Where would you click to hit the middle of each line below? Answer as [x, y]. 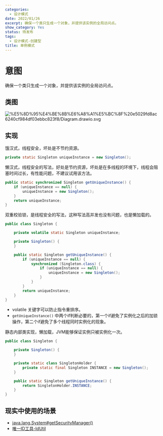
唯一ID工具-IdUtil [29, 428]
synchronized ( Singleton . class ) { [66, 264]
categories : [17, 9]
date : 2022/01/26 [23, 18]
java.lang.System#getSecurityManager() [52, 423]
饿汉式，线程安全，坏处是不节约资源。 [43, 148]
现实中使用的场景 [31, 411]
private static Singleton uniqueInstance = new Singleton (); [68, 157]
